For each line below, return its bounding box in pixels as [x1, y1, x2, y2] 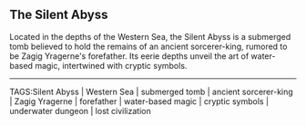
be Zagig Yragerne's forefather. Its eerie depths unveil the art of [9, 50, 250, 62]
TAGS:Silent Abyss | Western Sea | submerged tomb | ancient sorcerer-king [9, 86, 293, 97]
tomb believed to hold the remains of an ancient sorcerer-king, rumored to [9, 41, 288, 52]
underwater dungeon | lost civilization [9, 105, 152, 116]
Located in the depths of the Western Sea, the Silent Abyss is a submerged [9, 31, 291, 42]
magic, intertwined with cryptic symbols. [35, 60, 188, 71]
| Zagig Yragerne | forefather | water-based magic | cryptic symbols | [9, 95, 270, 107]
